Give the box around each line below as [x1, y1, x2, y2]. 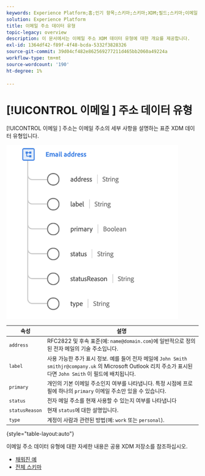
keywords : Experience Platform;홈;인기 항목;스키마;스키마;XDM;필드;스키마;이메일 [6, 10, 198, 16]
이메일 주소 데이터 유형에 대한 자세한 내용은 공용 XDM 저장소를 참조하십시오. [6, 443, 188, 450]
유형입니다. [12, 132, 40, 140]
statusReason [9, 407, 42, 414]
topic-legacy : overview [6, 29, 67, 35]
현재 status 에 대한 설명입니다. [46, 406, 119, 414]
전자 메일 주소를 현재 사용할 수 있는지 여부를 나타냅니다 [46, 397, 177, 404]
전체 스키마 [15, 463, 42, 471]
